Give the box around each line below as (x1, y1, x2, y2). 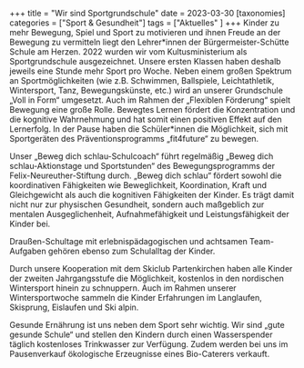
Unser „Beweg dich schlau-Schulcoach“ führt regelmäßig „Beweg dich (9, 151, 274, 162)
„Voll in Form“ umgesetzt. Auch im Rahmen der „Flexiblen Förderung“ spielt (9, 94, 291, 105)
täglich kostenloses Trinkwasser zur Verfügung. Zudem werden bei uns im (9, 339, 289, 349)
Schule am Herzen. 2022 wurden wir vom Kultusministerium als (9, 46, 248, 57)
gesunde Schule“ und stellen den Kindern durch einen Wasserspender (9, 329, 273, 340)
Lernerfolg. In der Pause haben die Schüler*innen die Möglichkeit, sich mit (9, 124, 289, 134)
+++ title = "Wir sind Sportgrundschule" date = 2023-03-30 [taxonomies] (9, 8, 286, 18)
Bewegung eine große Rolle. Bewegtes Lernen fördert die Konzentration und (9, 104, 296, 114)
